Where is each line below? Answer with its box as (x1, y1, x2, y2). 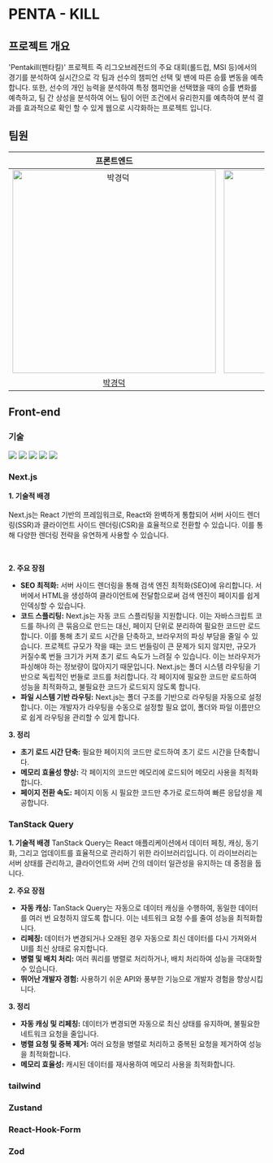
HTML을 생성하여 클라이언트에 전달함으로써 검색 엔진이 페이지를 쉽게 (41, 590, 260, 600)
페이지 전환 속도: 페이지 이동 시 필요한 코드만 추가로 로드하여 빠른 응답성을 (19, 788, 254, 797)
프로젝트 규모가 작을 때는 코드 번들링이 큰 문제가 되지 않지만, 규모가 (44, 641, 257, 651)
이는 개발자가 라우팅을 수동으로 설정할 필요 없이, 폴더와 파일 (44, 702, 233, 712)
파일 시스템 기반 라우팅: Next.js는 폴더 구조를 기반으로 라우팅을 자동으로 (19, 692, 247, 701)
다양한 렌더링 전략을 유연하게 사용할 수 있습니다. (16, 530, 169, 540)
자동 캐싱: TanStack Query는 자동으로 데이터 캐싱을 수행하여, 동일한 (19, 903, 237, 913)
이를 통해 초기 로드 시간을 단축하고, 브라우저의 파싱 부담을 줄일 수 (44, 631, 250, 640)
